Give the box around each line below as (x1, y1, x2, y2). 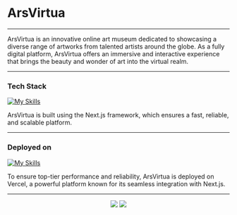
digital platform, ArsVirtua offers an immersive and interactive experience (7, 49, 220, 58)
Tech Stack (7, 81, 47, 91)
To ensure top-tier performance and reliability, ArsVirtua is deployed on (7, 172, 214, 181)
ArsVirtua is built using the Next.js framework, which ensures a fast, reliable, (7, 111, 229, 119)
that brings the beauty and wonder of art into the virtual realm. (7, 57, 189, 65)
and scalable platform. (7, 118, 73, 127)
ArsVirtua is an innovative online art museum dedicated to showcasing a (7, 34, 217, 43)
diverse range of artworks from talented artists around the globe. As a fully (7, 42, 225, 51)
